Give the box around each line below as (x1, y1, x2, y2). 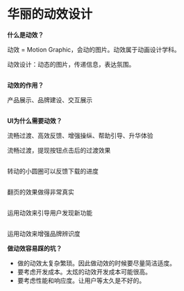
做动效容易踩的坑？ (7, 244, 62, 252)
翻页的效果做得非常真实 (7, 188, 74, 196)
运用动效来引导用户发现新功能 (7, 208, 92, 217)
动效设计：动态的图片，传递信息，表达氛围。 (7, 60, 135, 68)
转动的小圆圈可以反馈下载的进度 (7, 167, 99, 175)
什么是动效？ (7, 31, 44, 39)
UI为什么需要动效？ (7, 116, 62, 125)
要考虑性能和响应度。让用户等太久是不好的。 (17, 276, 146, 285)
